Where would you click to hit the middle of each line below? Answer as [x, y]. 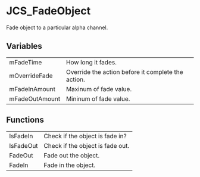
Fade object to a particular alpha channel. [57, 27]
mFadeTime [26, 62]
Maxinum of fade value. [99, 89]
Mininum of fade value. [98, 98]
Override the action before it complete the [124, 72]
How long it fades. [91, 62]
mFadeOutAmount [35, 98]
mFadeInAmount [32, 89]
